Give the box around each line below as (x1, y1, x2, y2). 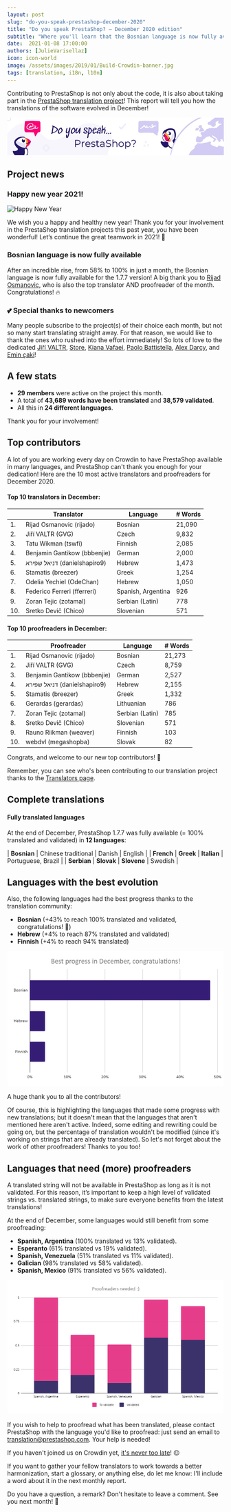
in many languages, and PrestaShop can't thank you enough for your (7, 462, 202, 470)
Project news (7, 169, 65, 181)
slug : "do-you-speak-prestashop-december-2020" (7, 18, 146, 26)
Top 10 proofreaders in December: (7, 624, 107, 633)
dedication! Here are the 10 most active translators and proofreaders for (7, 470, 211, 478)
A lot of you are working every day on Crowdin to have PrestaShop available (7, 455, 223, 464)
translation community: (7, 902, 72, 911)
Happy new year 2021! (7, 189, 84, 199)
